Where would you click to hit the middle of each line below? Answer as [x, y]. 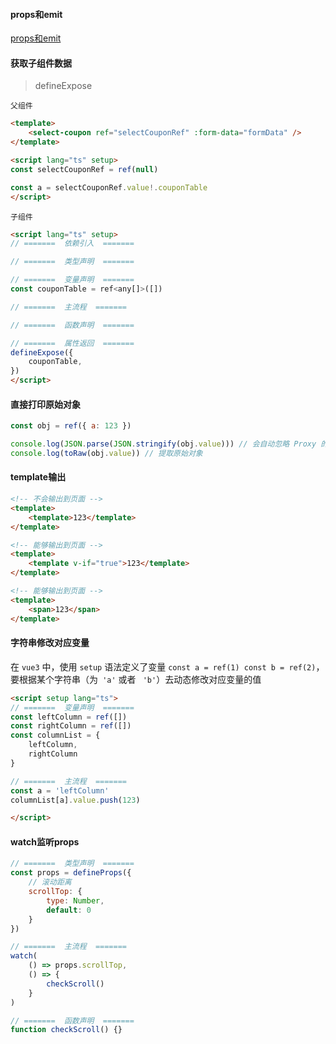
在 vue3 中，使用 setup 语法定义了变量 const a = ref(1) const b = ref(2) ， [167, 666]
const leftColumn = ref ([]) [69, 717]
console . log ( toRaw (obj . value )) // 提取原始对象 [106, 453]
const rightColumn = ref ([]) [71, 726]
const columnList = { [55, 735]
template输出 [38, 477]
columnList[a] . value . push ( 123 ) [75, 800]
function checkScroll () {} [66, 1030]
